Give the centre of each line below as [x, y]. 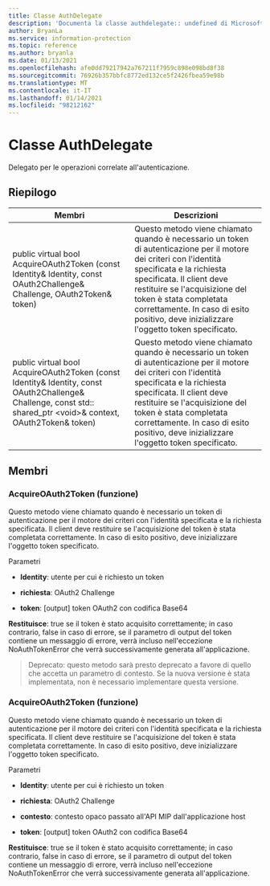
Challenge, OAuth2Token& [62, 294]
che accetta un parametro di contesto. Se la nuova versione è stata [139, 673]
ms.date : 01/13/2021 [43, 61]
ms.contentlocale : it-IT [50, 90]
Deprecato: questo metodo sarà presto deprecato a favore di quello [139, 664]
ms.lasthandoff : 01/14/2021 [55, 98]
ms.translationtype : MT [48, 83]
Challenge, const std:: [53, 402]
